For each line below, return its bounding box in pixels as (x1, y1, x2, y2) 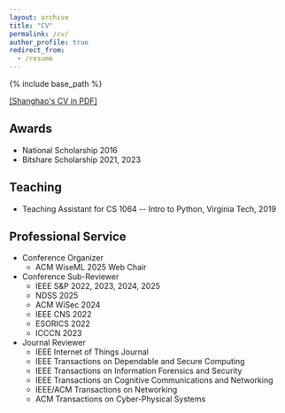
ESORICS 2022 (35, 318, 91, 329)
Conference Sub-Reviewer (21, 271, 119, 282)
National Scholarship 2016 (21, 144, 118, 155)
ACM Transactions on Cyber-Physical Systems (35, 394, 206, 404)
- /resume (17, 54, 53, 63)
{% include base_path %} (9, 79, 103, 89)
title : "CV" (9, 21, 53, 30)
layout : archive (9, 12, 69, 22)
